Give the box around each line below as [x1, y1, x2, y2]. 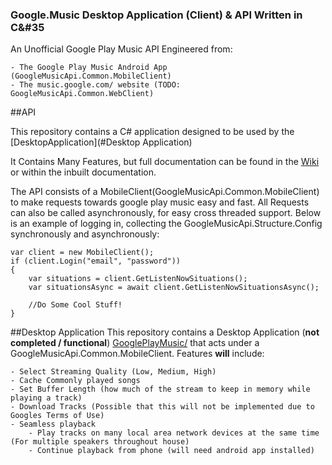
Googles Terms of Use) [10, 411, 105, 421]
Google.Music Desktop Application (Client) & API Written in [10, 8, 303, 22]
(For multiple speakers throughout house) [10, 437, 190, 447]
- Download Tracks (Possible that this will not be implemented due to [10, 402, 315, 412]
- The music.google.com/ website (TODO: [10, 80, 182, 90]
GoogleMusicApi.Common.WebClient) [10, 89, 155, 99]
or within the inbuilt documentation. [10, 166, 157, 178]
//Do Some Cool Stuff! [28, 300, 123, 310]
